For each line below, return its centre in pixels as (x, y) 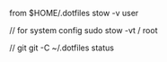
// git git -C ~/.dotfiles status (62, 48)
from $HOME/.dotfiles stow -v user (74, 13)
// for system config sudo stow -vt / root (83, 30)
